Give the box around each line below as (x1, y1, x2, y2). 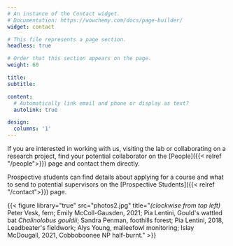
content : (7, 93, 33, 100)
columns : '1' (13, 125, 52, 133)
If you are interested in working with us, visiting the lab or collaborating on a (7, 145, 226, 152)
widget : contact (7, 23, 55, 30)
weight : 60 (7, 61, 39, 68)
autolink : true (13, 106, 58, 113)
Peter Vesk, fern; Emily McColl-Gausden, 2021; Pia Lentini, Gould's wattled (7, 209, 223, 217)
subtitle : (7, 80, 36, 87)
